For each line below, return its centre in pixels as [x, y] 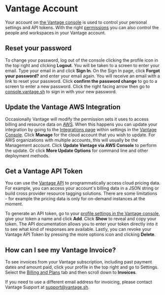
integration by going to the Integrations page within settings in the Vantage [81, 129]
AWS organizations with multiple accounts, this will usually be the [71, 140]
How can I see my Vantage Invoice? [61, 250]
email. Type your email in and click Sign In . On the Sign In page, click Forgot [82, 71]
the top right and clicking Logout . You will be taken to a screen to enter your [82, 65]
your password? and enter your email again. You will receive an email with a [82, 76]
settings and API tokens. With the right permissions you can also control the [82, 27]
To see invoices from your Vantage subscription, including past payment [79, 262]
